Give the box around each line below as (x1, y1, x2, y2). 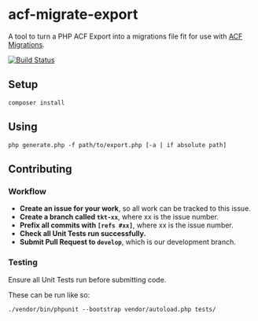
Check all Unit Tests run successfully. (19, 229, 146, 238)
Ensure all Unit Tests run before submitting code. (8, 275, 167, 284)
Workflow (8, 186, 47, 197)
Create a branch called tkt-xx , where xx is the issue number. (19, 212, 219, 222)
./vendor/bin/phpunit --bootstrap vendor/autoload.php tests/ (8, 305, 216, 313)
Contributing (8, 162, 72, 175)
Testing (8, 257, 38, 268)
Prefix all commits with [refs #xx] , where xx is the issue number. (19, 220, 234, 230)
